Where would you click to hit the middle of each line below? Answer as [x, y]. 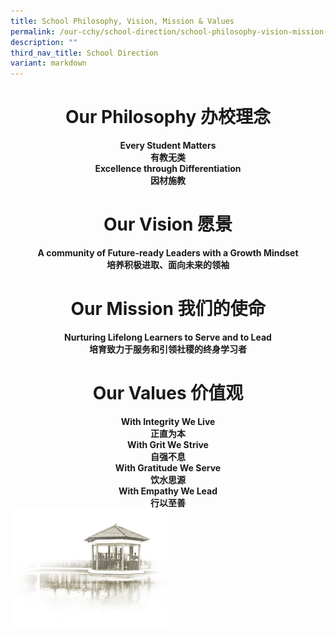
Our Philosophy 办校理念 [168, 117]
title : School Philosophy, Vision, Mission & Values [122, 21]
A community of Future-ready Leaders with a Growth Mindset [168, 253]
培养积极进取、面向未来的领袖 [168, 264]
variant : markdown [48, 63]
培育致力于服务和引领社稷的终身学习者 [168, 349]
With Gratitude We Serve [168, 467]
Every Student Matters [168, 146]
